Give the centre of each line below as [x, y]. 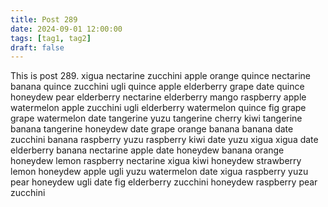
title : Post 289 [44, 19]
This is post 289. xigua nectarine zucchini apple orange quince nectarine [160, 76]
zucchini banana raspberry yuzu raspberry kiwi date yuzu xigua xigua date [164, 140]
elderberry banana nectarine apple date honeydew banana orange [147, 150]
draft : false [37, 47]
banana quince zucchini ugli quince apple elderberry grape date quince [157, 87]
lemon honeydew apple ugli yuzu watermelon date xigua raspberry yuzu [159, 172]
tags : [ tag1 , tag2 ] [51, 38]
